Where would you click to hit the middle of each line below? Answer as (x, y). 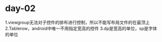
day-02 (20, 8)
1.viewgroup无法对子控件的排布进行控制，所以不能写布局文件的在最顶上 (77, 22)
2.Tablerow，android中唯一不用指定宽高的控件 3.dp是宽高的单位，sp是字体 (81, 28)
